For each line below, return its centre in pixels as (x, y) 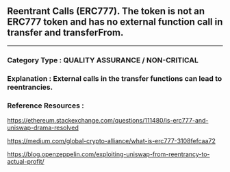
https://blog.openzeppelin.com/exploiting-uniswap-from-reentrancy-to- (108, 154)
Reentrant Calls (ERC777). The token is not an (106, 11)
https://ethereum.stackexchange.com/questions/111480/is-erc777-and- (108, 120)
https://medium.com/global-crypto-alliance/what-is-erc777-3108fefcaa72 (111, 140)
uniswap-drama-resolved (43, 127)
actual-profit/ (26, 161)
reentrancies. (30, 87)
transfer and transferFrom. (65, 33)
